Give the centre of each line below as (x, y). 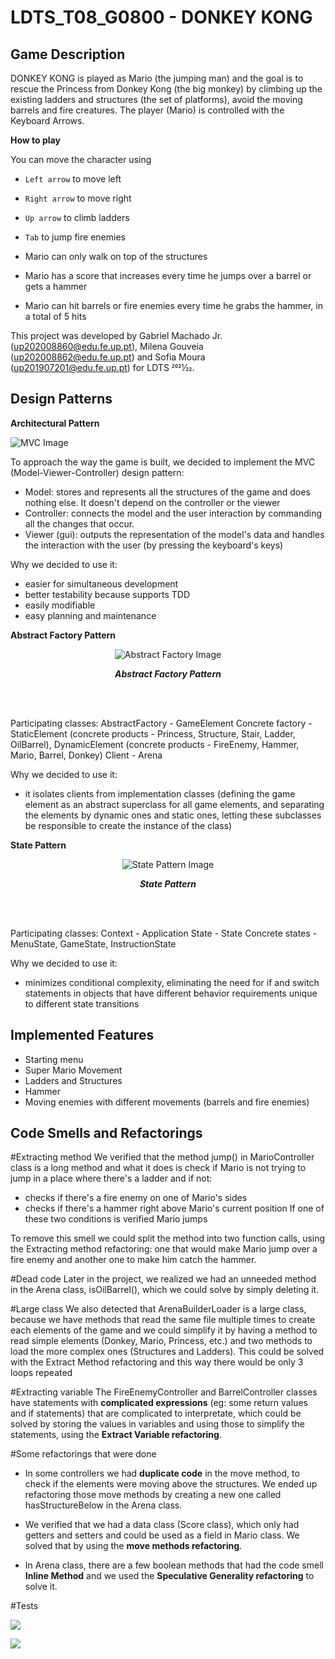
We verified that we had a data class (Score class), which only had (162, 1525)
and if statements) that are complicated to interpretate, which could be (156, 1413)
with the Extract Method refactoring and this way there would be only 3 (157, 1362)
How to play (35, 140)
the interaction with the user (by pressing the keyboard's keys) (154, 545)
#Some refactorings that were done (83, 1454)
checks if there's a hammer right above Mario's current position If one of (174, 1208)
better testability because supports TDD (107, 594)
